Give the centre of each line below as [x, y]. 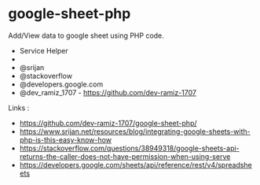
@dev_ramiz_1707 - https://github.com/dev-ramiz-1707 [108, 92]
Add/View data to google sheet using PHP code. [86, 35]
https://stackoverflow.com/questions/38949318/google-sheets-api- [129, 148]
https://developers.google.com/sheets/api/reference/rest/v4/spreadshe [136, 165]
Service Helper [44, 50]
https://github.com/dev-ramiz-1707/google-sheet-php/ [108, 123]
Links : [19, 108]
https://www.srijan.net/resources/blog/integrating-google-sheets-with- [135, 131]
